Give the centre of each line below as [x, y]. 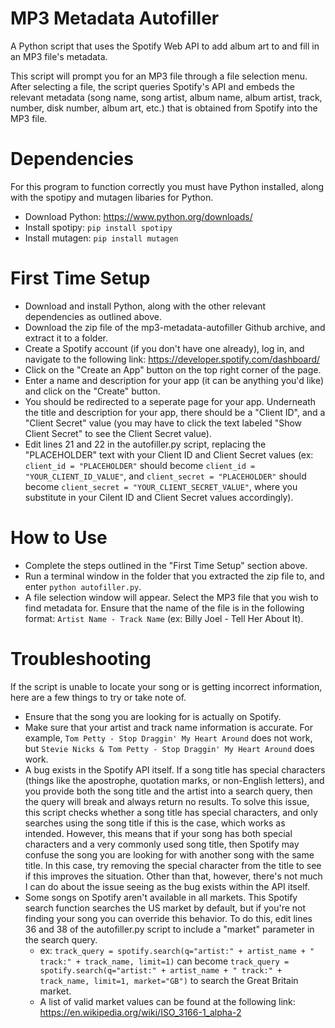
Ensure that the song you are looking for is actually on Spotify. [153, 716]
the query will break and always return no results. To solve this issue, [167, 801]
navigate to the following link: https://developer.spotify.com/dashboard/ [172, 359]
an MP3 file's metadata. [59, 56]
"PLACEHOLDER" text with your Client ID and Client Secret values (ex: [169, 454]
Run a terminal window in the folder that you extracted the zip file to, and [174, 576]
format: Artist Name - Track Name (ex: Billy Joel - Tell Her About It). [164, 618]
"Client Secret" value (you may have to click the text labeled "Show [163, 423]
